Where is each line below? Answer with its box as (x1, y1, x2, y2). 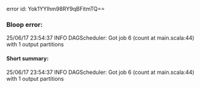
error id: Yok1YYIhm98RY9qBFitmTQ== (6, 5, 105, 12)
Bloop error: (6, 20, 43, 29)
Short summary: (6, 54, 49, 62)
